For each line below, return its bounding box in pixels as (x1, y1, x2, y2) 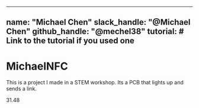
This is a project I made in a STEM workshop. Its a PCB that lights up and (6, 79, 184, 86)
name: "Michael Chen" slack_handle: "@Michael (6, 17, 191, 27)
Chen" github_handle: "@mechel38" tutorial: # (6, 27, 184, 37)
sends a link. (6, 85, 37, 92)
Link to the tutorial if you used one (6, 36, 134, 46)
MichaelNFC (6, 60, 68, 73)
